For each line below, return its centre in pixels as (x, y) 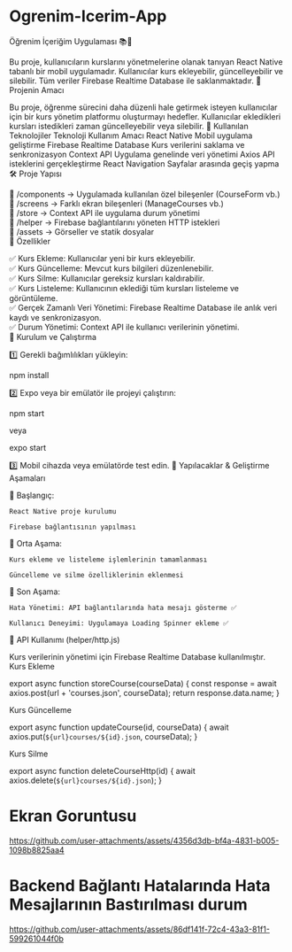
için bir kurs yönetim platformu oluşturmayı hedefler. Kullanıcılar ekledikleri (145, 116)
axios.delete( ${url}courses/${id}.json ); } (85, 780)
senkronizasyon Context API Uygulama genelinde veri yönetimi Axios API (142, 154)
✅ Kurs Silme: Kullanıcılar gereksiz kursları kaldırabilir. (107, 278)
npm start (27, 413)
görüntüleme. (34, 298)
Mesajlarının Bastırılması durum (128, 905)
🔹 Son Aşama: (35, 592)
